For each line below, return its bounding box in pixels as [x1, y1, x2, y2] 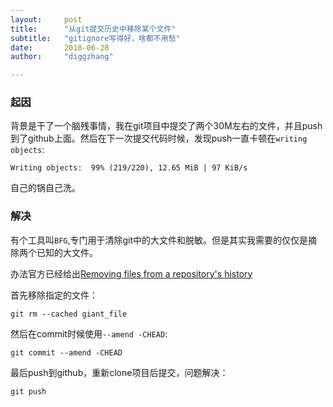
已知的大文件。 [36, 246, 98, 258]
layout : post [10, 14, 83, 25]
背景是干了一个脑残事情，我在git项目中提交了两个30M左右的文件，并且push [10, 120, 323, 132]
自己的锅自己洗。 [10, 182, 81, 194]
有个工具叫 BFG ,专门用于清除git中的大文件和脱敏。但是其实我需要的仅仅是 [10, 234, 309, 246]
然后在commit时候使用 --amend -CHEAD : [10, 327, 168, 340]
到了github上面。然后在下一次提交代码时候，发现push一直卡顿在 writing [10, 132, 308, 145]
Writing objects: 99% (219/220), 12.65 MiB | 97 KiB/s [10, 163, 248, 173]
